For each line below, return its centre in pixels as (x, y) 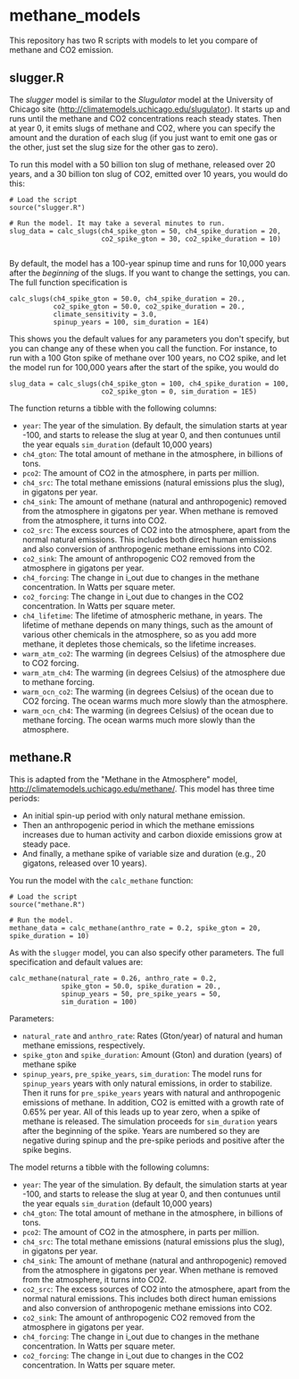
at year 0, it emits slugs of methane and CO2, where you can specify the (142, 128)
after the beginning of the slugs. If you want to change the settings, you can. (150, 273)
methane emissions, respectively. (83, 1045)
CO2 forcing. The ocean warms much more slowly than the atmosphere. (155, 701)
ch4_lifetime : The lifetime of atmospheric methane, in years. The (142, 615)
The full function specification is (68, 282)
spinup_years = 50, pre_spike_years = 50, (141, 994)
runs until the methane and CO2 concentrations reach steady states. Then (145, 118)
